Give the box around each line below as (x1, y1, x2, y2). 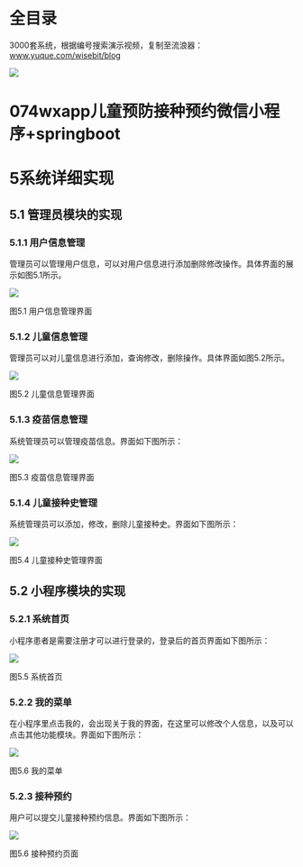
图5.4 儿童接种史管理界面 (9, 554, 103, 565)
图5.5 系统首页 (9, 671, 63, 681)
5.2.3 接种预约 (9, 789, 72, 802)
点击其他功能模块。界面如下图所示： (9, 729, 144, 740)
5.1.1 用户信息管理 (9, 236, 86, 249)
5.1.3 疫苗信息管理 (9, 414, 88, 426)
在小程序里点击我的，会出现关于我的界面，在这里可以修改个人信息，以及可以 (9, 717, 294, 728)
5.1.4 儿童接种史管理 (9, 497, 97, 509)
